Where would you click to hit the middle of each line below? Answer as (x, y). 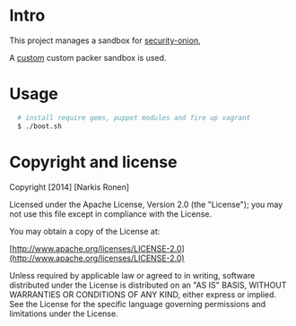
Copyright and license (93, 162)
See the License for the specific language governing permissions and (138, 304)
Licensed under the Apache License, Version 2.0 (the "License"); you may (146, 204)
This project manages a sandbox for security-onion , (105, 40)
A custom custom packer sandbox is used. (88, 57)
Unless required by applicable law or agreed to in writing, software (132, 275)
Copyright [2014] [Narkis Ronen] (70, 187)
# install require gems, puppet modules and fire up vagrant (134, 117)
